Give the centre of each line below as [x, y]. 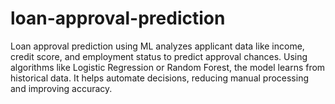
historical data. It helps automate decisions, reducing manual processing [160, 78]
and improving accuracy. [61, 88]
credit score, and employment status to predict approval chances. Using [159, 56]
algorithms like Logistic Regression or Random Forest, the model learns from [168, 67]
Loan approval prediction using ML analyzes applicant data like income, [157, 46]
